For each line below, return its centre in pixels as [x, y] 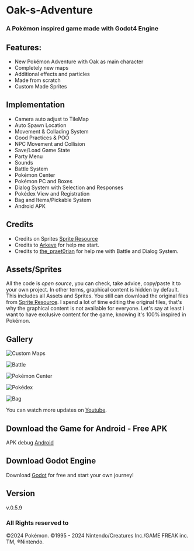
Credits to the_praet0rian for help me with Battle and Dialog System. [96, 251]
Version [20, 493]
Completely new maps [41, 67]
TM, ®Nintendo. [25, 542]
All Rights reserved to [37, 523]
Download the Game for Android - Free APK [87, 428]
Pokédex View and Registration [52, 193]
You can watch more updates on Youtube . [56, 410]
